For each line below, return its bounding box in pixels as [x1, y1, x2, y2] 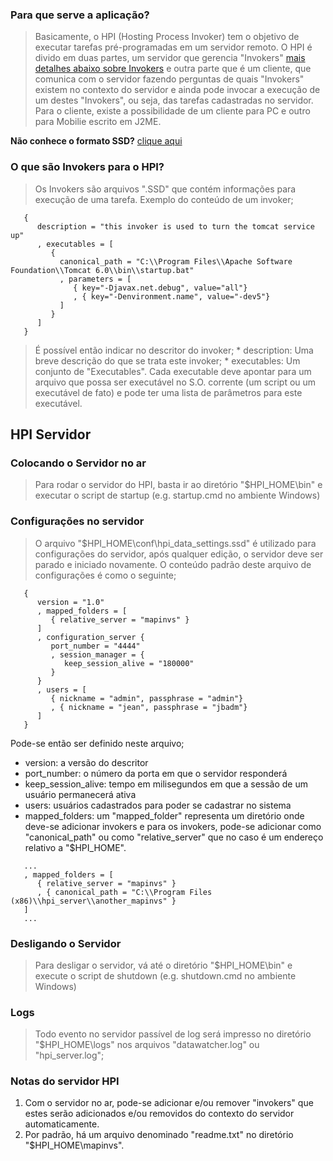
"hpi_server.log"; [34, 1049, 105, 1062]
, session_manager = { [50, 649, 145, 660]
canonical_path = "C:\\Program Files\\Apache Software [59, 256, 293, 267]
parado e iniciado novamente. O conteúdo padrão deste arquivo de [34, 558, 312, 570]
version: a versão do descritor [24, 756, 149, 768]
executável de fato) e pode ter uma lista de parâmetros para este [34, 386, 303, 398]
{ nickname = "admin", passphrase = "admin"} [50, 693, 244, 703]
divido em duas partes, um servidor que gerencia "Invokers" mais [34, 52, 306, 64]
